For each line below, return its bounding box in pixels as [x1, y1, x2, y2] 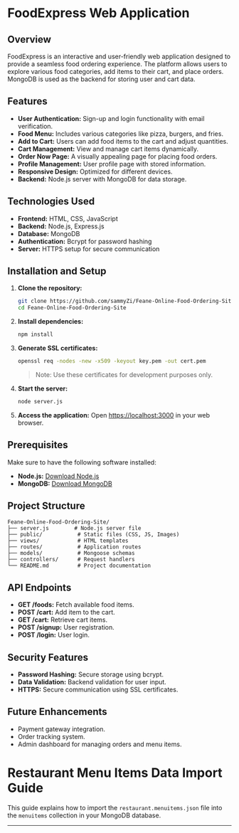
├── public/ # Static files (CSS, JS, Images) [7, 531, 180, 538]
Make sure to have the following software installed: [7, 457, 156, 467]
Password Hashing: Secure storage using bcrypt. [17, 670, 164, 679]
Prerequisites [7, 439, 68, 451]
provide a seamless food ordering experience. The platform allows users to [7, 60, 228, 68]
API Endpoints [7, 581, 72, 593]
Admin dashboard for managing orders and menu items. [17, 740, 182, 748]
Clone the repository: [17, 284, 83, 292]
